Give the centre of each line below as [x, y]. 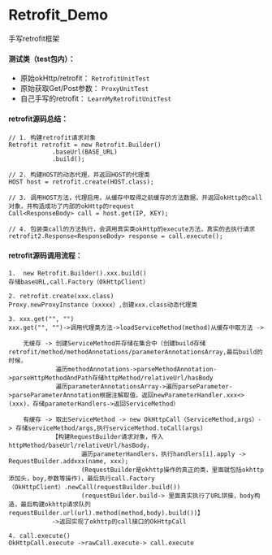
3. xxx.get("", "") [41, 319]
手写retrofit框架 [34, 38]
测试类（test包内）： [42, 59]
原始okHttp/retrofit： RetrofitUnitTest [85, 78]
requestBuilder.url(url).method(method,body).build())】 [106, 513]
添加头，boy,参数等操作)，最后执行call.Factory [82, 478]
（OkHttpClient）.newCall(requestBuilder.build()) [95, 487]
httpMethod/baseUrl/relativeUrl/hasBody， [80, 445]
